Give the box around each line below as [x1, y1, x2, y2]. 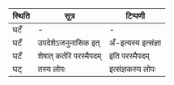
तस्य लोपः [37, 64, 66, 74]
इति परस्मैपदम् [108, 50, 150, 62]
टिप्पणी [125, 11, 146, 21]
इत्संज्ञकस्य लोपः [108, 64, 156, 74]
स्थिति [12, 11, 30, 21]
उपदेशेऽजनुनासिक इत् [37, 37, 100, 48]
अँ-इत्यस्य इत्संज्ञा [108, 37, 162, 48]
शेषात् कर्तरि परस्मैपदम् [37, 50, 102, 62]
